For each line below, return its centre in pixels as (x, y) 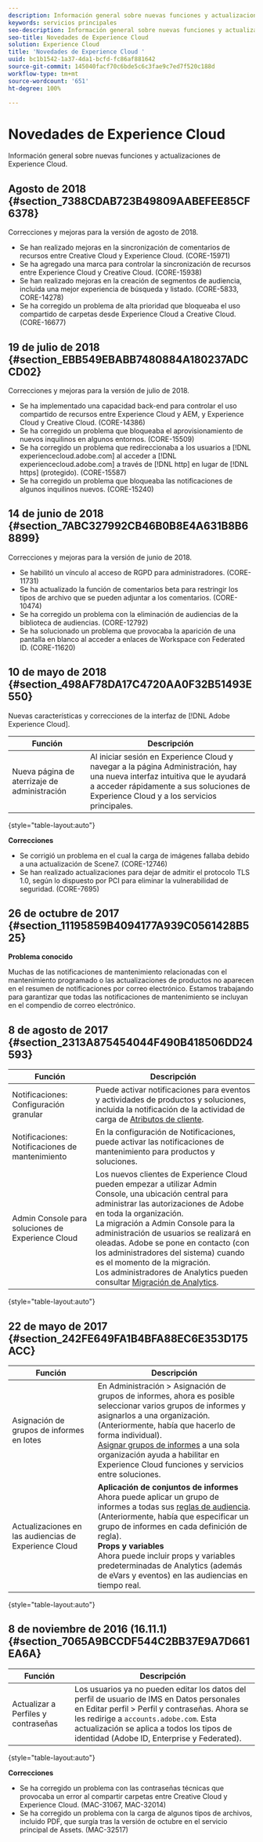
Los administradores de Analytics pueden (172, 1272)
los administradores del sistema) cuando (170, 1253)
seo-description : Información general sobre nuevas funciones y (115, 30)
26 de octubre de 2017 (64, 913)
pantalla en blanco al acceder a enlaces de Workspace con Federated (132, 639)
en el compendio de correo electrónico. (72, 1005)
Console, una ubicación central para (162, 1194)
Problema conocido (40, 957)
